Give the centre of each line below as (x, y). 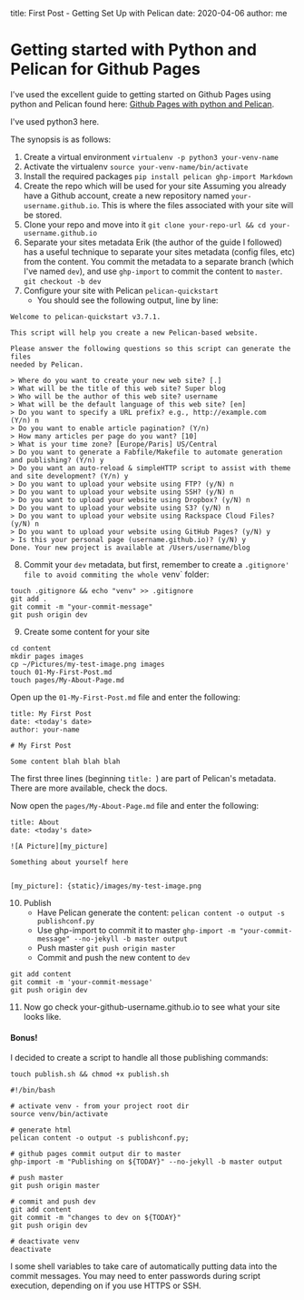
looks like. (42, 1016)
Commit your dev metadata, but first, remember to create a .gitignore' (156, 564)
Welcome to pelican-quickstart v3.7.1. (86, 317)
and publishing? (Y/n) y (57, 460)
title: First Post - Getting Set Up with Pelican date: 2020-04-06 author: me (149, 13)
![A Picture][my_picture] (59, 846)
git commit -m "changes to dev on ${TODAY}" (96, 1218)
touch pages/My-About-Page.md (68, 680)
